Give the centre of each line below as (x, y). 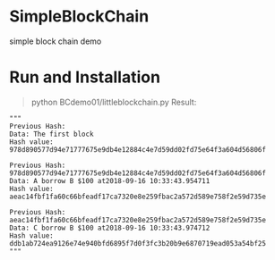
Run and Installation (85, 77)
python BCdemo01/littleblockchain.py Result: (114, 102)
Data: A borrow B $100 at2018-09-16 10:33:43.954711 (110, 180)
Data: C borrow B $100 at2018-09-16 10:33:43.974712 (110, 228)
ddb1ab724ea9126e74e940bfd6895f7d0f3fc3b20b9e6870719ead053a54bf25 (138, 243)
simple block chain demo (56, 41)
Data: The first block (52, 134)
